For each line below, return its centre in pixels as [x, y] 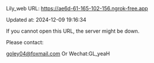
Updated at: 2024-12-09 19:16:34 [46, 20]
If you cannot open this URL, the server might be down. [73, 31]
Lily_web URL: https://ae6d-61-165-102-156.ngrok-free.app [77, 8]
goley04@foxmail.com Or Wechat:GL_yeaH [58, 54]
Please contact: [25, 42]
